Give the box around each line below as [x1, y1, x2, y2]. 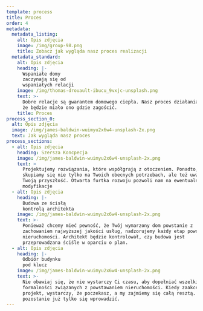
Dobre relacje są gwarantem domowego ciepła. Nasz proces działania [22, 99, 199, 105]
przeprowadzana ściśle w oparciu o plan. [22, 240, 129, 246]
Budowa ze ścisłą [22, 200, 66, 206]
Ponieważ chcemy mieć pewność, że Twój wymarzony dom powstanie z [22, 223, 193, 229]
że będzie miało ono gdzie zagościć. [22, 104, 118, 111]
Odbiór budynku [22, 257, 61, 263]
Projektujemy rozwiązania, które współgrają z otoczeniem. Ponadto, [22, 166, 199, 172]
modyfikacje [22, 183, 53, 189]
